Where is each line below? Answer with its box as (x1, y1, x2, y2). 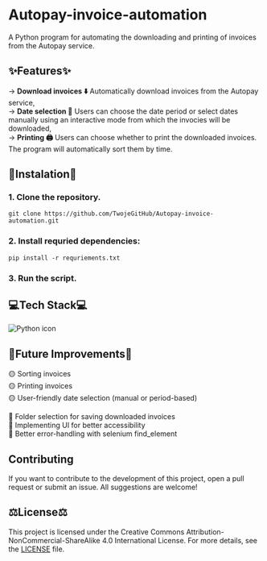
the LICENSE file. (8, 544, 65, 554)
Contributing (8, 452, 74, 466)
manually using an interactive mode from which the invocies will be (8, 114, 231, 124)
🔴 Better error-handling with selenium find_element (8, 429, 178, 438)
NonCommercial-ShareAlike (8, 535, 101, 545)
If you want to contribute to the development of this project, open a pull (8, 474, 244, 484)
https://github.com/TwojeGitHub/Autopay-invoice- (43, 210, 215, 218)
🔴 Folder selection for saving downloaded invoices (8, 412, 175, 422)
